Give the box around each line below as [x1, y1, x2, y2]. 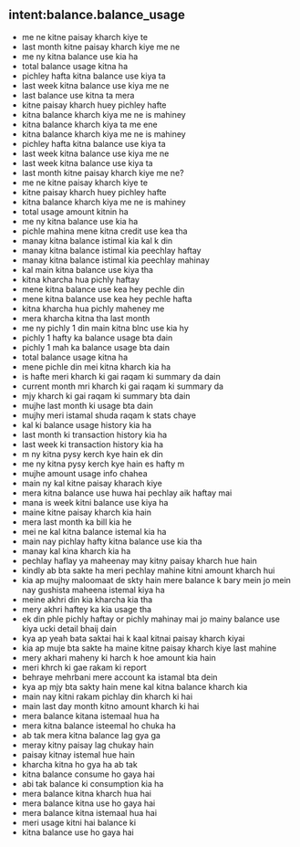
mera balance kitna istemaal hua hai [21, 807, 157, 818]
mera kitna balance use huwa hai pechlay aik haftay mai [21, 487, 233, 498]
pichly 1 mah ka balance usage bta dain [21, 341, 171, 352]
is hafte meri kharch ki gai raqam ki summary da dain [21, 371, 221, 382]
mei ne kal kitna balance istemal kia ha [21, 526, 167, 537]
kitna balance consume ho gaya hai [21, 769, 156, 779]
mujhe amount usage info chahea [21, 467, 148, 478]
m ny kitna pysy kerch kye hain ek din [21, 448, 163, 459]
